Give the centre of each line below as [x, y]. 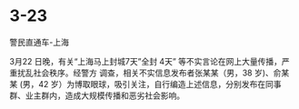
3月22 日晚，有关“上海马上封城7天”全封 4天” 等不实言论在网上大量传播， [145, 61]
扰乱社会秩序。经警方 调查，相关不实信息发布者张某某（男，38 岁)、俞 [149, 73]
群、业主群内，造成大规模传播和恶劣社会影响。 [97, 95]
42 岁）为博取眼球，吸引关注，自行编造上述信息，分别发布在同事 [160, 84]
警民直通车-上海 [40, 42]
